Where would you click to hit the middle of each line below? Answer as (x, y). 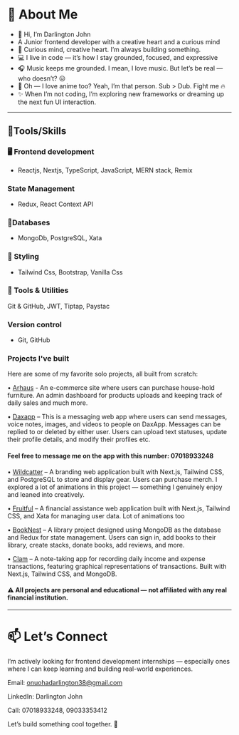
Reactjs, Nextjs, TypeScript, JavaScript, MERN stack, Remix (105, 170)
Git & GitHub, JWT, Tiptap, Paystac (59, 306)
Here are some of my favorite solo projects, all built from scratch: (103, 374)
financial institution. (38, 597)
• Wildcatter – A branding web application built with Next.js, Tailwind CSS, (116, 472)
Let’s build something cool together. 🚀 (63, 724)
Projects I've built (38, 359)
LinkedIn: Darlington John (45, 696)
